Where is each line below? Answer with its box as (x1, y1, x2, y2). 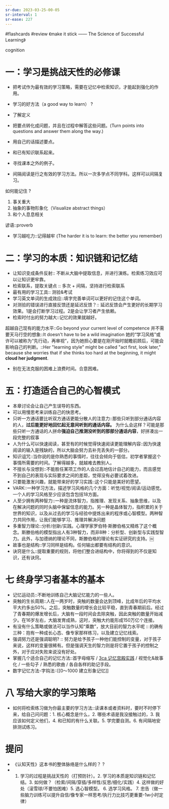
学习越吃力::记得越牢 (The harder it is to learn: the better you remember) (12, 233, 162, 239)
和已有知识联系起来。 (12, 150, 57, 156)
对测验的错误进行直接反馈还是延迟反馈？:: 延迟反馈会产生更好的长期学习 (12, 302, 162, 308)
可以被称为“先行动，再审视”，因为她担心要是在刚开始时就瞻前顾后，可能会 (9, 338, 164, 344)
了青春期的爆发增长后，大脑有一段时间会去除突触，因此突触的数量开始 (12, 611, 159, 617)
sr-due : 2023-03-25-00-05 (5, 7, 60, 13)
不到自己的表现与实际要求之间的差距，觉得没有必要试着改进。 (12, 472, 141, 478)
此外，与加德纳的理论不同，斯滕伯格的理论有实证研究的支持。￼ (21, 535, 154, 542)
